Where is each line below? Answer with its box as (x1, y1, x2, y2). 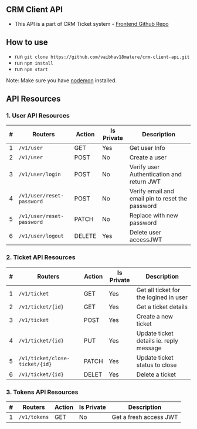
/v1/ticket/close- (18, 355, 70, 361)
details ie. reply (136, 336, 179, 344)
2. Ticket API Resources (6, 253, 76, 262)
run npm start (14, 65, 48, 72)
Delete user (129, 229, 161, 237)
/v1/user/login (18, 171, 61, 178)
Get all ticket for (136, 286, 181, 294)
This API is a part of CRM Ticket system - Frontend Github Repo (14, 20, 169, 27)
